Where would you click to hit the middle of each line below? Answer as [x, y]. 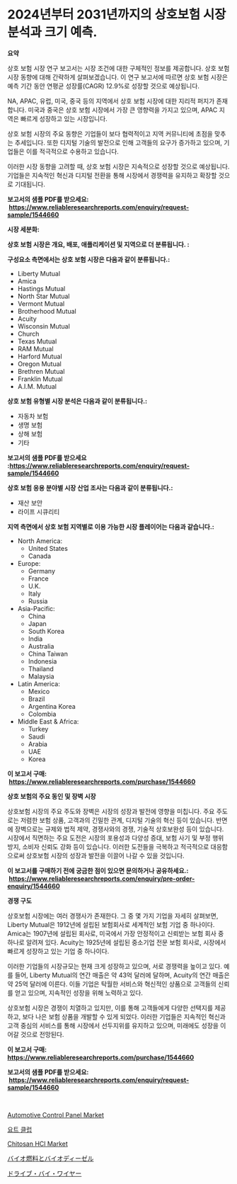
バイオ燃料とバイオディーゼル [51, 1158]
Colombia [42, 714]
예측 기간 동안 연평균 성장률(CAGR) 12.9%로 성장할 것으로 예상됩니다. [104, 86]
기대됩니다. [30, 184]
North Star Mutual [44, 296]
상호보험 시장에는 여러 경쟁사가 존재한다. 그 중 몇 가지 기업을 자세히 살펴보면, [113, 916]
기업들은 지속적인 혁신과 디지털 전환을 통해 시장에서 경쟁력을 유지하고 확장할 [112, 175]
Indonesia [42, 661]
